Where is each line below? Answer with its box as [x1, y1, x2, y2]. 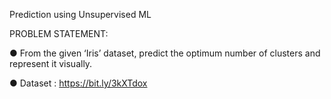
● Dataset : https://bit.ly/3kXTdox [9, 77, 148, 89]
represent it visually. [9, 58, 93, 69]
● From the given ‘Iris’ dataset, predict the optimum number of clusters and [9, 47, 321, 59]
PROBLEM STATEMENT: [9, 28, 109, 39]
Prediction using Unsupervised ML [9, 9, 152, 20]
